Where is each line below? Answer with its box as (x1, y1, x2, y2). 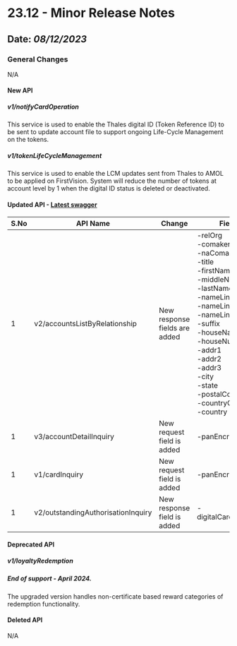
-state (196, 380, 219, 390)
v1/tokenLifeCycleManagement (7, 152, 102, 160)
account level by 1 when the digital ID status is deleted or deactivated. (7, 184, 210, 193)
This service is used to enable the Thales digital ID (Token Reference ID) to (7, 120, 224, 128)
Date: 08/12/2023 (7, 33, 87, 45)
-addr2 (196, 354, 222, 364)
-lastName (196, 283, 233, 293)
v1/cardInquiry (34, 469, 83, 479)
